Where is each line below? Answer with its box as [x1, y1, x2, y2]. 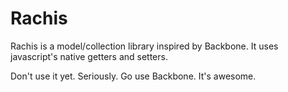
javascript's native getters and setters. [10, 50, 168, 62]
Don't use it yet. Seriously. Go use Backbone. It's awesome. [10, 70, 257, 82]
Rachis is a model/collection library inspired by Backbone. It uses [10, 40, 279, 52]
